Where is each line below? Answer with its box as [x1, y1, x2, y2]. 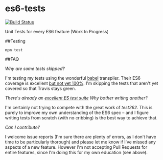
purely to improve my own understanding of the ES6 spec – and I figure [5, 110, 149, 115]
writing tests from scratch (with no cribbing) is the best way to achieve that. [5, 114, 158, 120]
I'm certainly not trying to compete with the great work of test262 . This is [5, 104, 153, 110]
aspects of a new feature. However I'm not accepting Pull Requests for [5, 144, 148, 150]
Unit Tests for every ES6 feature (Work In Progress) [5, 28, 109, 34]
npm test [5, 47, 23, 52]
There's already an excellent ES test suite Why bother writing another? [5, 95, 148, 101]
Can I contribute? [5, 124, 40, 130]
